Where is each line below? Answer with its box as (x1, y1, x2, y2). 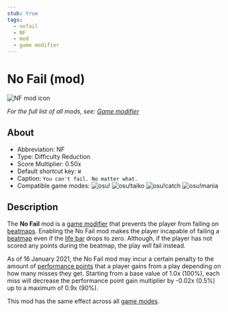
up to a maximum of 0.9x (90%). (7, 283, 99, 291)
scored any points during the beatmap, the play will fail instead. (7, 241, 186, 250)
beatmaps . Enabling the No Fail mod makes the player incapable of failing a (7, 226, 220, 235)
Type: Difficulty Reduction (16, 152, 91, 161)
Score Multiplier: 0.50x (16, 159, 81, 168)
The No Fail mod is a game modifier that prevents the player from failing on (7, 220, 219, 228)
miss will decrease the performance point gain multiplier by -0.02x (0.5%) (7, 276, 216, 285)
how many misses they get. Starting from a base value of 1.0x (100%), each (7, 269, 220, 277)
